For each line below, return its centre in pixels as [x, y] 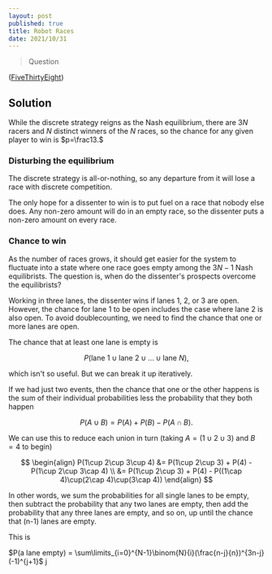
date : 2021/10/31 [38, 39]
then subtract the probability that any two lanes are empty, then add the [129, 503]
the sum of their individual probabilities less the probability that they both [131, 398]
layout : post [30, 16]
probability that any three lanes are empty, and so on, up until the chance [131, 512]
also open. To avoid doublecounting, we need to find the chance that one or [135, 317]
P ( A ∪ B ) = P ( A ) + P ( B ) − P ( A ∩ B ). [136, 422]
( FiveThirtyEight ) [36, 77]
